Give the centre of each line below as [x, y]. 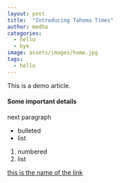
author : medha [28, 27]
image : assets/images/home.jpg [53, 53]
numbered [32, 152]
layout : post [26, 14]
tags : [15, 59]
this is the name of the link [45, 173]
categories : [24, 33]
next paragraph [29, 117]
